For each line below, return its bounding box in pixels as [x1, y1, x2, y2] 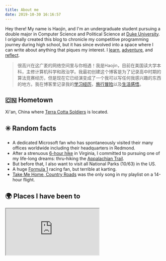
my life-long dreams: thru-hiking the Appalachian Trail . [12, 155, 124, 162]
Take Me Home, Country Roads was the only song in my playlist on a [12, 171, 153, 177]
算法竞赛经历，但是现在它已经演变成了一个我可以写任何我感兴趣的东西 [17, 75, 162, 81]
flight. [23, 177, 35, 183]
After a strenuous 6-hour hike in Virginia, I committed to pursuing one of [12, 150, 160, 156]
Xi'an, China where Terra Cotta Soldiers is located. [5, 109, 108, 115]
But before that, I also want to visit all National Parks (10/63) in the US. [12, 161, 157, 167]
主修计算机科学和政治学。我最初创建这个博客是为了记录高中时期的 [26, 68, 162, 75]
